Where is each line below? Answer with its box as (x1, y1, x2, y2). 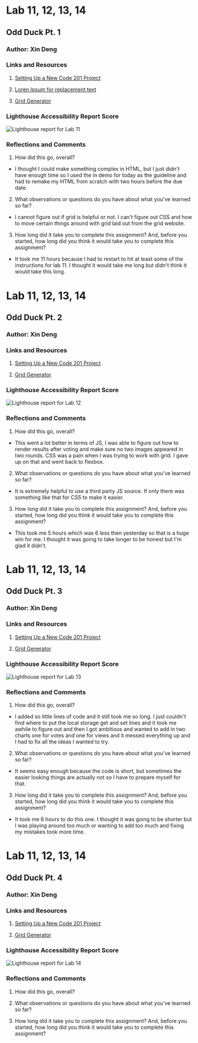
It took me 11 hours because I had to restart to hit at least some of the (14, 256, 183, 263)
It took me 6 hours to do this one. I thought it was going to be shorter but (14, 816, 192, 823)
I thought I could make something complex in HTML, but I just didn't (14, 166, 180, 173)
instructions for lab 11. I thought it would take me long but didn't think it (14, 262, 187, 269)
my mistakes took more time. (14, 828, 86, 835)
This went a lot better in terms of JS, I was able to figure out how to (14, 439, 179, 446)
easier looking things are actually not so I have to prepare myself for (14, 774, 181, 781)
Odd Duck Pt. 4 (6, 873, 63, 883)
